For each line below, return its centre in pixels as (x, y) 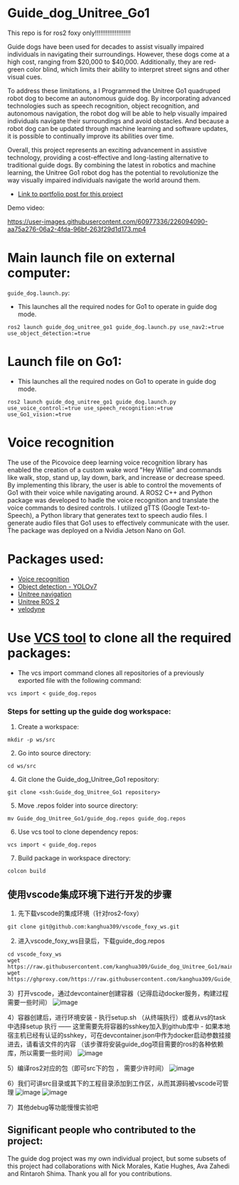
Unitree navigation (45, 594)
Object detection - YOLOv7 (57, 586)
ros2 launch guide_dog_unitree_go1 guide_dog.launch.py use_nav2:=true (116, 327)
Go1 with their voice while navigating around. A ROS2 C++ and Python (110, 492)
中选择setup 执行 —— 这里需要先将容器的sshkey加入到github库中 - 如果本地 (119, 1026)
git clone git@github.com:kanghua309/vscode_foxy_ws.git (94, 926)
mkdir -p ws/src (31, 740)
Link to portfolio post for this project (70, 194)
